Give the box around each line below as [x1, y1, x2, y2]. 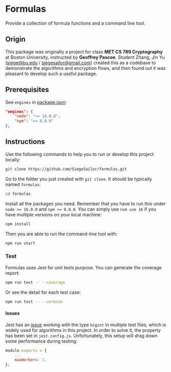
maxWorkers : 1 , [14, 358, 47, 363]
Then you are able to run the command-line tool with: [5, 231, 118, 237]
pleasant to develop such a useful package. [5, 70, 97, 77]
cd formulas [5, 191, 31, 196]
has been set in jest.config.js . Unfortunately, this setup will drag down [5, 332, 158, 339]
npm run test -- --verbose [5, 299, 63, 304]
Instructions [5, 137, 45, 146]
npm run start [5, 240, 36, 246]
